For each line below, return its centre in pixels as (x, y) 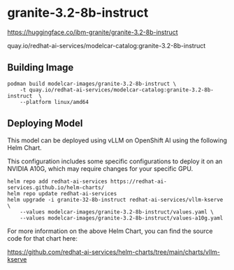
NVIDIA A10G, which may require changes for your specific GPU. (100, 168)
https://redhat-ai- (139, 181)
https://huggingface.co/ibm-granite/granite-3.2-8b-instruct (93, 32)
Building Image (41, 68)
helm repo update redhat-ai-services (62, 193)
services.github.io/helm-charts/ (56, 187)
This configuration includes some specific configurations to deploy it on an (115, 161)
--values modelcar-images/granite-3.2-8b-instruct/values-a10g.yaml (122, 218)
